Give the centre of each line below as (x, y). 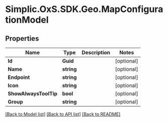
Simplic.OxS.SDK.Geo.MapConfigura (84, 9)
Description (96, 52)
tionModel (27, 20)
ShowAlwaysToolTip (33, 94)
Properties (22, 38)
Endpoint (19, 77)
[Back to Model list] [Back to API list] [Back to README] (63, 114)
